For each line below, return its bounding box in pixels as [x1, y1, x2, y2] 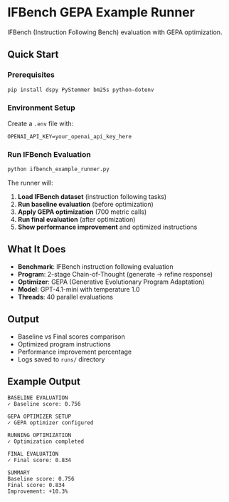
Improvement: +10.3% [7, 488, 69, 496]
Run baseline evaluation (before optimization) [17, 200, 154, 208]
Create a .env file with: [7, 119, 74, 128]
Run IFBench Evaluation [7, 149, 91, 159]
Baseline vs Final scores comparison [17, 332, 126, 341]
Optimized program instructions [17, 339, 112, 348]
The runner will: [7, 178, 53, 187]
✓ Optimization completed [7, 438, 84, 446]
